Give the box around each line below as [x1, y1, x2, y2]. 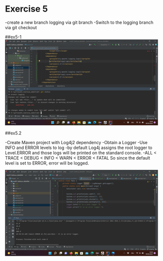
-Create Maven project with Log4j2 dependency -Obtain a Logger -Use [5, 140, 148, 146]
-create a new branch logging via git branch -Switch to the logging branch [5, 19, 154, 25]
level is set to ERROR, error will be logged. [5, 160, 89, 166]
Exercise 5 [5, 3, 48, 15]
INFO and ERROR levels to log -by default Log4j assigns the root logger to [5, 145, 153, 151]
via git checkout [5, 24, 37, 30]
